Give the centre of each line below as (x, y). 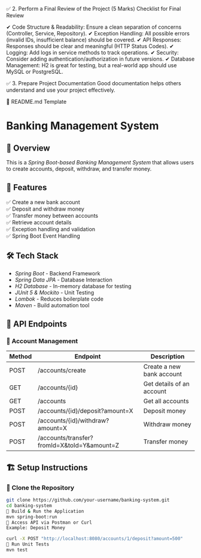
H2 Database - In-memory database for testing (73, 286)
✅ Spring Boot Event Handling (43, 236)
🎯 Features (27, 187)
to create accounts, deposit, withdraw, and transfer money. (79, 169)
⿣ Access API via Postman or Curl (49, 522)
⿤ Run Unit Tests (28, 544)
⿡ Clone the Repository (40, 487)
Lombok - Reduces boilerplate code (59, 299)
